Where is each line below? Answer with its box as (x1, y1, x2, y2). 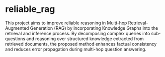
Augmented (5, 25, 29, 31)
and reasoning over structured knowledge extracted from (26, 36, 144, 42)
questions (5, 36, 26, 42)
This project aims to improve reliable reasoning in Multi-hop (5, 20, 127, 26)
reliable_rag (5, 3, 55, 15)
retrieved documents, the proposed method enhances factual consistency (5, 41, 157, 47)
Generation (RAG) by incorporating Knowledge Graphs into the (30, 25, 158, 31)
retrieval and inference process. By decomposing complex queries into (5, 30, 150, 36)
